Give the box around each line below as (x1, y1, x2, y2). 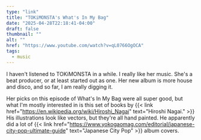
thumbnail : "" (6, 31, 42, 37)
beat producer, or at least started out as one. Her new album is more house (6, 77, 193, 84)
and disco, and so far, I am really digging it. (6, 83, 113, 91)
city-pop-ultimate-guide (6, 127, 66, 134)
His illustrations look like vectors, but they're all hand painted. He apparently (6, 114, 195, 121)
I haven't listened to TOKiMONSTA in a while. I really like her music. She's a (6, 70, 193, 77)
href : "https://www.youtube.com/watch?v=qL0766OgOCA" (6, 43, 144, 49)
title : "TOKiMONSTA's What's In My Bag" (6, 14, 110, 21)
